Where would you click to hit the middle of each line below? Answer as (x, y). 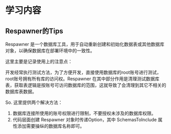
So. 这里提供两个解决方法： (34, 102)
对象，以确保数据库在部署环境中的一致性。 (50, 51)
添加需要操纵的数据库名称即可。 (51, 126)
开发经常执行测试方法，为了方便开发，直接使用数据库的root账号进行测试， (83, 72)
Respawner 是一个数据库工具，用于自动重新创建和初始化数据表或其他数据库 (85, 44)
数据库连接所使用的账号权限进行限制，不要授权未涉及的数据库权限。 (84, 113)
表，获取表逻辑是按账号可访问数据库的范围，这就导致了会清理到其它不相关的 (86, 85)
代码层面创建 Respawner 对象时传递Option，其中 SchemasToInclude (85, 120)
